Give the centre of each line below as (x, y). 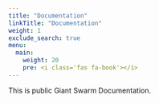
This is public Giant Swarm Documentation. (80, 90)
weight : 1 (25, 30)
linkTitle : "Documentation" (55, 23)
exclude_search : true (45, 38)
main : (25, 53)
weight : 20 (41, 61)
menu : (17, 46)
